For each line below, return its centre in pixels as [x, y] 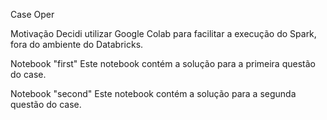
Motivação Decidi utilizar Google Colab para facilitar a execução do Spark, [163, 33]
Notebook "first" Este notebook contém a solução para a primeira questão [163, 63]
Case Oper [32, 14]
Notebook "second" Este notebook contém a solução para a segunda [153, 93]
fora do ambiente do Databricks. [77, 44]
